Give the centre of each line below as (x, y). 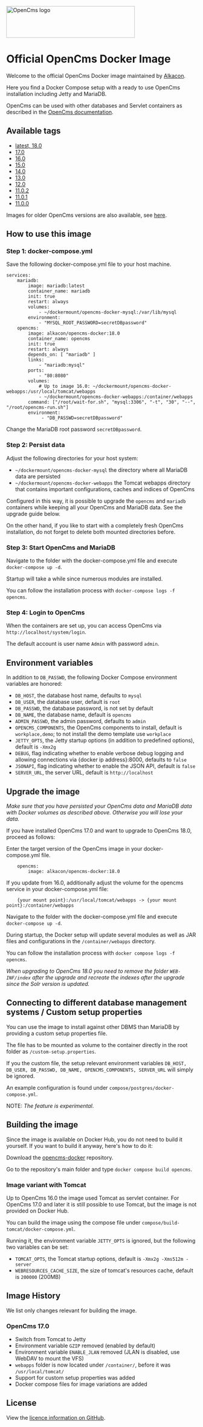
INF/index (19, 978)
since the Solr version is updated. (48, 984)
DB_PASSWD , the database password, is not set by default (84, 708)
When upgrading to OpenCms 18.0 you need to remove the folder (88, 971)
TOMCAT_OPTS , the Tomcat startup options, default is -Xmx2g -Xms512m (99, 1258)
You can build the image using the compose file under (73, 1222)
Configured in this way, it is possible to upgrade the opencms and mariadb (96, 501)
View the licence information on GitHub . (56, 1417)
